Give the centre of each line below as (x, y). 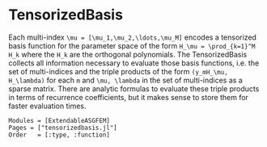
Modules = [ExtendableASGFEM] (59, 120)
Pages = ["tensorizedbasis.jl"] (63, 128)
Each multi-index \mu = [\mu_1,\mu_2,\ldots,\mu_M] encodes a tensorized (133, 37)
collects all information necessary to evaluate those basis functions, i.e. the (134, 63)
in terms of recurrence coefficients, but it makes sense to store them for (129, 97)
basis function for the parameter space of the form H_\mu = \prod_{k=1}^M (132, 45)
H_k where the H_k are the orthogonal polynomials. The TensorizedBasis (128, 54)
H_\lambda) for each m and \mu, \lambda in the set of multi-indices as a (125, 80)
